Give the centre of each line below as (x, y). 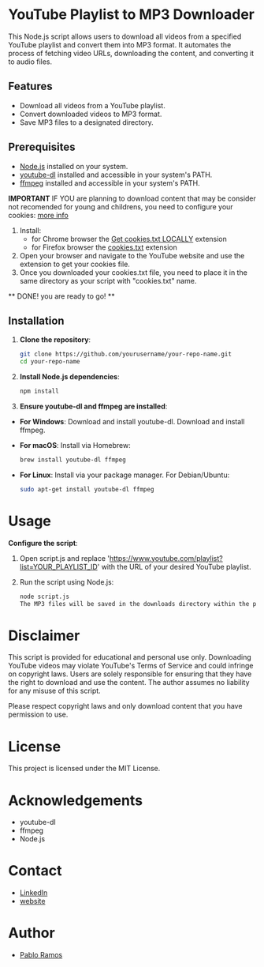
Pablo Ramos (41, 955)
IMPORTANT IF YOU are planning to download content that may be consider (132, 198)
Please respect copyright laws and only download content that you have (125, 706)
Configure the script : (43, 543)
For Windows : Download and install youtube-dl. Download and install (132, 421)
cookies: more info (39, 215)
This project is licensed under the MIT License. (84, 769)
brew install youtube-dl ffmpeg (73, 460)
